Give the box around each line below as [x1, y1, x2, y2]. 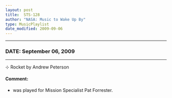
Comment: [5, 76, 29, 82]
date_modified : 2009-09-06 [5, 26, 63, 31]
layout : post [5, 7, 33, 13]
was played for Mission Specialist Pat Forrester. [12, 87, 113, 93]
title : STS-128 [5, 12, 40, 17]
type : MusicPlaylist [5, 21, 50, 27]
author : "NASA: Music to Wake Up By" [5, 17, 86, 22]
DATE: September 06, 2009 [5, 48, 75, 55]
